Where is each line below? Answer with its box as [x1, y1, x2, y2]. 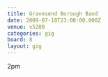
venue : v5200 [7, 23, 45, 30]
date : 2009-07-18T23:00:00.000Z [7, 17, 101, 24]
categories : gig [7, 29, 54, 37]
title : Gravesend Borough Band [7, 10, 98, 17]
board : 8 [7, 36, 33, 43]
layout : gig [7, 43, 42, 50]
